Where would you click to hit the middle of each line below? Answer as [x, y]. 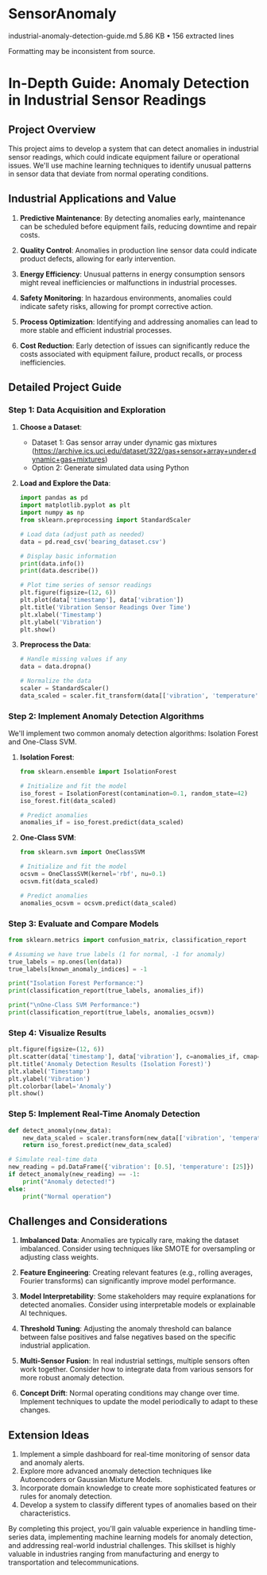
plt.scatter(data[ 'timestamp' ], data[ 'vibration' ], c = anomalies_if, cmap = [135, 1057]
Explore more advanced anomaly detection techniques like [116, 1471]
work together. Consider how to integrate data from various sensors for [137, 1369]
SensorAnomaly [62, 14]
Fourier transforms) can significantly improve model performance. [128, 1281]
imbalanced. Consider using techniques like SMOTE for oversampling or [137, 1249]
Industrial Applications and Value [92, 199]
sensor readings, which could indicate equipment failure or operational [124, 156]
